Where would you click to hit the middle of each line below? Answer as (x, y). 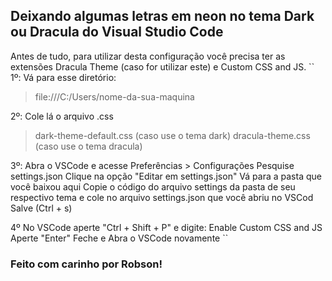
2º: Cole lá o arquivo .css (62, 116)
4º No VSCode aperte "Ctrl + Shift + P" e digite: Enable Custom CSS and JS (166, 227)
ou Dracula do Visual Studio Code (117, 32)
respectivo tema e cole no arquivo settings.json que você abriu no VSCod (162, 197)
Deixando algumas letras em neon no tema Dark (162, 16)
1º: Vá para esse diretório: (63, 77)
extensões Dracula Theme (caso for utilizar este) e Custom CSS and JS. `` (162, 66)
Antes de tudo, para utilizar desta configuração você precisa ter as (148, 56)
